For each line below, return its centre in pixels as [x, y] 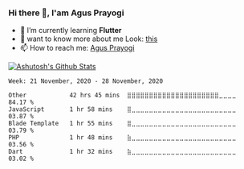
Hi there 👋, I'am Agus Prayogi [66, 13]
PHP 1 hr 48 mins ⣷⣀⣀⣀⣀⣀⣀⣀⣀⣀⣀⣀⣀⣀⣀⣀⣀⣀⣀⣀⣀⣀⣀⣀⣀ [122, 138]
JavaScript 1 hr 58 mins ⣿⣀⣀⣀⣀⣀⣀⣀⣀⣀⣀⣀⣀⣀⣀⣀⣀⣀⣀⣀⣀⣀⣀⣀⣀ [122, 109]
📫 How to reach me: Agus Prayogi [77, 48]
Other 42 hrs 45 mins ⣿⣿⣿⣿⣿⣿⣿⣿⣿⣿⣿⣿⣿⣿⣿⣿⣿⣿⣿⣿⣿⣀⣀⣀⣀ [122, 96]
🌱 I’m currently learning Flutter [71, 31]
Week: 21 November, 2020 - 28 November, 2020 [85, 81]
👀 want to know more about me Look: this [89, 39]
